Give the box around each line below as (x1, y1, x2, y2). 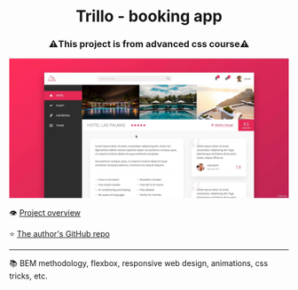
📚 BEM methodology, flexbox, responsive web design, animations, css (9, 257, 269, 268)
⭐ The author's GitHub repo (9, 228, 111, 239)
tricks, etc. (9, 270, 49, 281)
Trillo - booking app (74, 6, 223, 27)
